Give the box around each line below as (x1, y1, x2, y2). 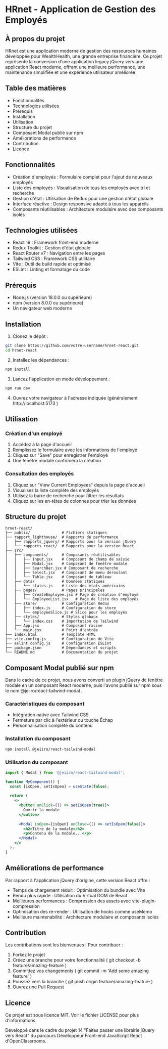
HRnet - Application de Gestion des (5, 4, 156, 15)
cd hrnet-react (5, 347, 37, 353)
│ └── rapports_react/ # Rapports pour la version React (5, 544, 135, 549)
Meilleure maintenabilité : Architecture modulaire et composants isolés (12, 914, 159, 920)
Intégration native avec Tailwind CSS (12, 712, 89, 718)
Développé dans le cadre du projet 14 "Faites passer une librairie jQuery (5, 1027, 155, 1033)
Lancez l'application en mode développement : (12, 376, 110, 382)
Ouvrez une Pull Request (12, 984, 64, 990)
